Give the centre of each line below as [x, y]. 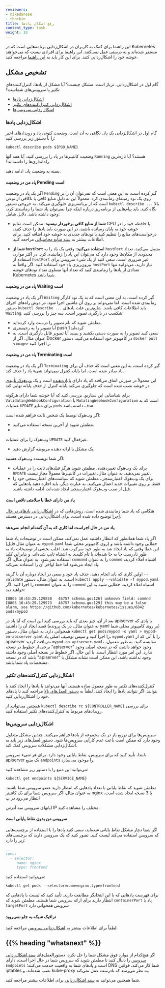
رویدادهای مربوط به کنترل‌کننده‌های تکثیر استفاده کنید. [54, 711]
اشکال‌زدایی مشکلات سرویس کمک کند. [41, 745]
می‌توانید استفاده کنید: [26, 877]
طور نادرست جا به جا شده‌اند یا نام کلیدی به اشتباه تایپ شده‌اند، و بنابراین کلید [76, 554]
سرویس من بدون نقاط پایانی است [37, 819]
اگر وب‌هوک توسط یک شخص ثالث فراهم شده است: [53, 415]
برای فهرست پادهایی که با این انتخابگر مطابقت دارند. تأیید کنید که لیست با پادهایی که [82, 895]
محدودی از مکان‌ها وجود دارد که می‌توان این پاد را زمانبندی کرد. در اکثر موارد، [82, 254]
